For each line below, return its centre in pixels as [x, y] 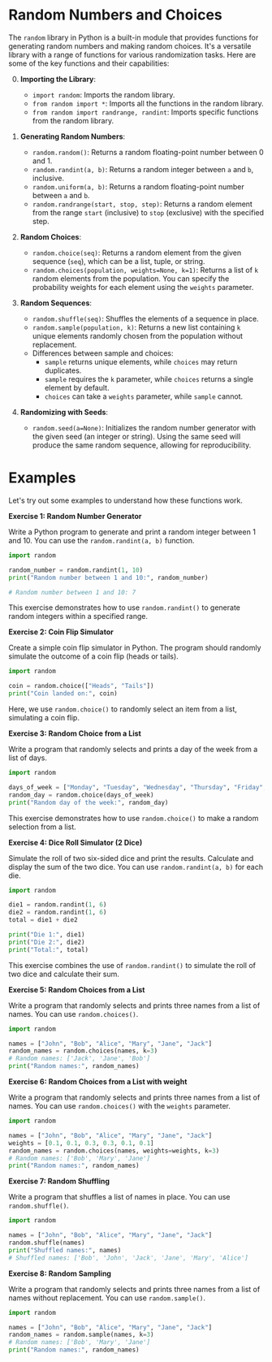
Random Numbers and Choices [116, 15]
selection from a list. [43, 827]
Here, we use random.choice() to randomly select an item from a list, [123, 709]
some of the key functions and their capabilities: [89, 63]
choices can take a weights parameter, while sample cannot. [144, 396]
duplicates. [63, 370]
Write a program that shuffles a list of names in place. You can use [119, 1197]
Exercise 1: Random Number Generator [75, 516]
